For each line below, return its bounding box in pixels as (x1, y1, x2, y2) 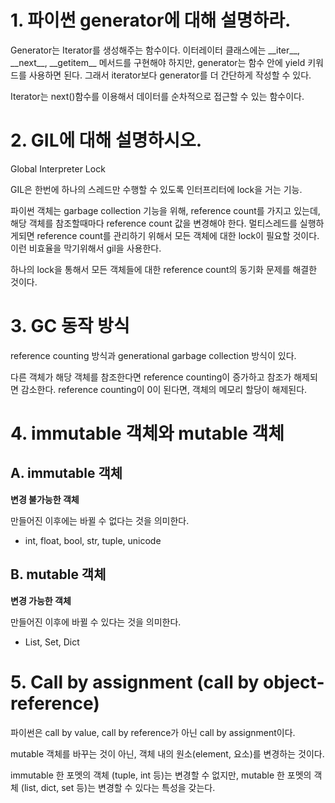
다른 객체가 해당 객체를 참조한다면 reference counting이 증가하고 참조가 (10, 371, 292, 383)
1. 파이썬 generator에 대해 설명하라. (10, 9, 292, 32)
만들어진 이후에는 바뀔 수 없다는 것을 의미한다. (10, 514, 190, 526)
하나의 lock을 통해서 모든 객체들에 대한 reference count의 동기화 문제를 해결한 (10, 263, 318, 275)
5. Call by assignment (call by (10, 671, 260, 693)
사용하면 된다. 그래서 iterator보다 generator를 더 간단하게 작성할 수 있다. (28, 69, 312, 81)
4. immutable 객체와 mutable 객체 (10, 422, 285, 445)
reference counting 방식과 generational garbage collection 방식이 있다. (10, 349, 297, 361)
